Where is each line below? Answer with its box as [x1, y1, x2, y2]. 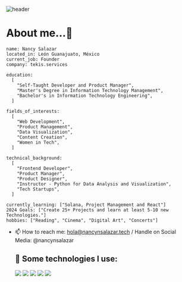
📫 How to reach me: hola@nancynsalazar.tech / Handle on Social [14, 228, 177, 235]
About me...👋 [6, 27, 73, 40]
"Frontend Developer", [17, 165, 73, 172]
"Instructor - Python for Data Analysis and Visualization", [17, 181, 171, 187]
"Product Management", [17, 123, 73, 130]
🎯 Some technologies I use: [14, 254, 118, 264]
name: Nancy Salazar [6, 46, 58, 52]
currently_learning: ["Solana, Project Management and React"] [6, 202, 167, 208]
